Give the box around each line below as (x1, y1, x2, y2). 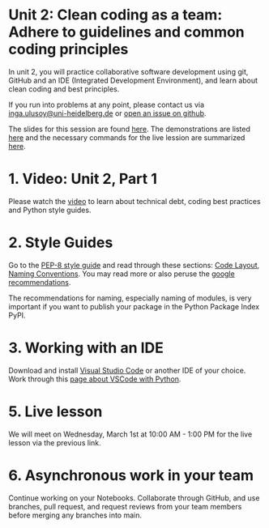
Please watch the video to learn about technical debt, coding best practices (8, 196, 261, 206)
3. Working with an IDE (8, 339, 164, 357)
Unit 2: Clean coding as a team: (8, 6, 223, 24)
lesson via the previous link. (8, 437, 101, 447)
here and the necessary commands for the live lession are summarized (8, 132, 246, 143)
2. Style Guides (8, 233, 113, 252)
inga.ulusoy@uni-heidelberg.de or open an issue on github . (8, 108, 207, 118)
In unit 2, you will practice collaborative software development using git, (8, 66, 249, 76)
